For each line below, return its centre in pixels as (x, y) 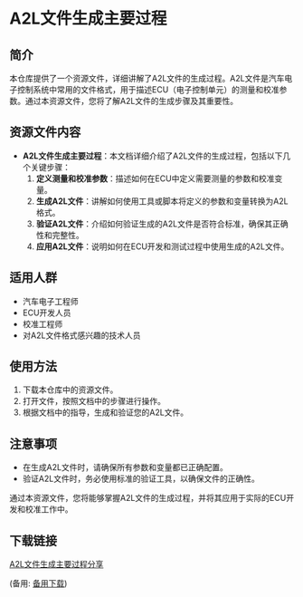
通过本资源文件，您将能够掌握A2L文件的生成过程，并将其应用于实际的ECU (148, 498)
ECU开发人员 (47, 313)
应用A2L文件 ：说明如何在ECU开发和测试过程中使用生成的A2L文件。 (162, 246)
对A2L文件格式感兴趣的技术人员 (81, 335)
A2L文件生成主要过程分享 (57, 564)
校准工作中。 (49, 509)
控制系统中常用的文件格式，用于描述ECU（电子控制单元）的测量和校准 (148, 90)
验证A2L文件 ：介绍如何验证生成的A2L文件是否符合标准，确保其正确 (162, 224)
